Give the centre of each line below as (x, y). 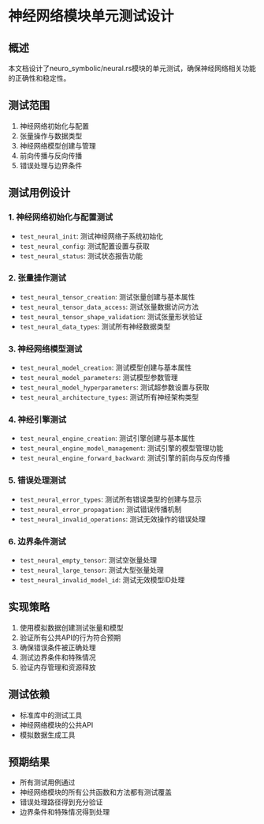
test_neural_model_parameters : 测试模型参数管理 (99, 378)
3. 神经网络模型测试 (45, 348)
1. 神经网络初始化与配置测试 (61, 217)
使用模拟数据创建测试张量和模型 (71, 627)
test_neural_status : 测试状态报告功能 (81, 256)
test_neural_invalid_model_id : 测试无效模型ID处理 (102, 579)
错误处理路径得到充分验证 (61, 802)
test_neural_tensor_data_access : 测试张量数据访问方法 (109, 307)
